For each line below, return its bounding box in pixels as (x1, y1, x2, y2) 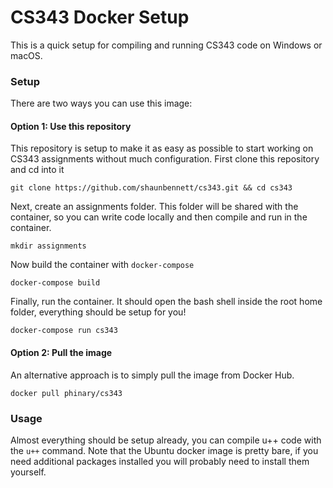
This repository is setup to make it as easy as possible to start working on (10, 142, 314, 155)
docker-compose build (10, 278, 101, 288)
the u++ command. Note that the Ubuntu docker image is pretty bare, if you (10, 444, 319, 456)
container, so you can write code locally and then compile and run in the (10, 211, 308, 223)
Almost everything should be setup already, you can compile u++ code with (10, 434, 322, 446)
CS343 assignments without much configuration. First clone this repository (10, 153, 320, 165)
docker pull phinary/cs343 (10, 388, 123, 398)
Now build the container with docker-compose (10, 259, 195, 271)
